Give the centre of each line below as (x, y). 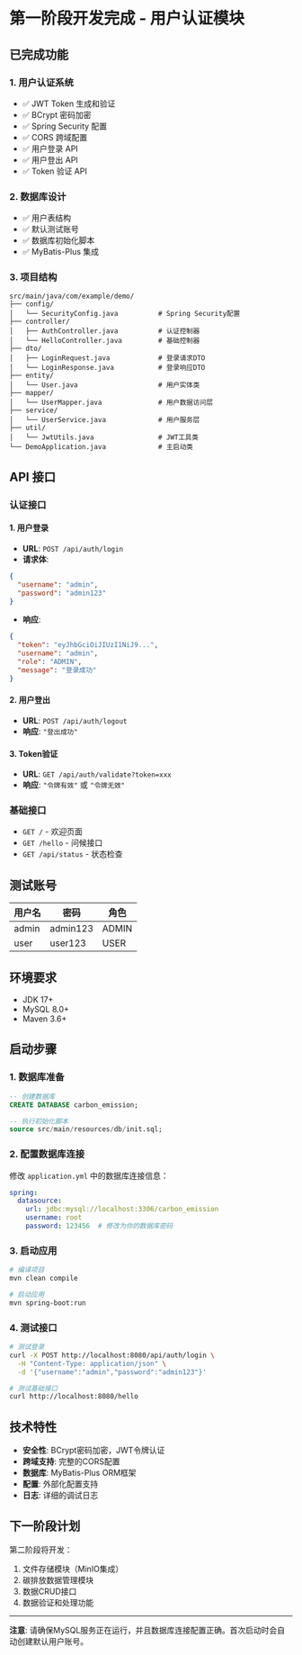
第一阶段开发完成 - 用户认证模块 (127, 18)
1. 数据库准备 (37, 1077)
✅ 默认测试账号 (50, 229)
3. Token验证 (34, 753)
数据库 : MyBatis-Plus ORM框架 (79, 1473)
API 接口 (33, 477)
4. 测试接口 (33, 1327)
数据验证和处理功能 (58, 1602)
